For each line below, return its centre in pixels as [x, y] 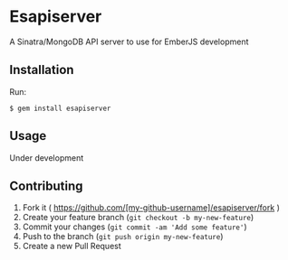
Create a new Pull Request [72, 246]
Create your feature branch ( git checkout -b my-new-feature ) [138, 218]
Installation [42, 70]
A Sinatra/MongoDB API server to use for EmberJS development [129, 42]
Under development [47, 158]
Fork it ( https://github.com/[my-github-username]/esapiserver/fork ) [151, 208]
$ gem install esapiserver [60, 108]
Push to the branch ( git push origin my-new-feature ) [123, 237]
